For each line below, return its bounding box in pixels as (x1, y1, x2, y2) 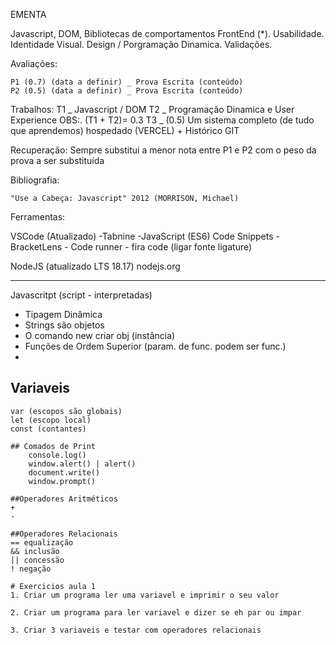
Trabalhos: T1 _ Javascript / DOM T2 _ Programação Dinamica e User (10, 104, 295, 115)
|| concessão (10, 555, 65, 565)
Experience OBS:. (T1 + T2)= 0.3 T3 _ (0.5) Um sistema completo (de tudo (10, 114, 315, 126)
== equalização (10, 537, 74, 548)
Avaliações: (10, 58, 58, 69)
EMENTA (10, 9, 47, 20)
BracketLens (10, 241, 63, 253)
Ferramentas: (10, 211, 66, 223)
